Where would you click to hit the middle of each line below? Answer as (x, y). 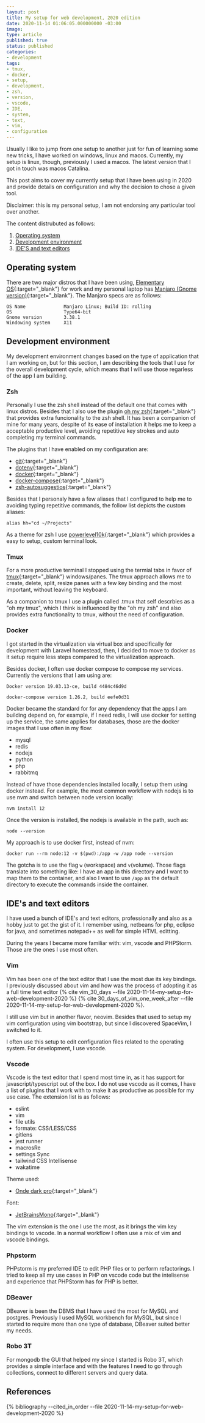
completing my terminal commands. (51, 437)
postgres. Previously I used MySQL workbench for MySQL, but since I (94, 1317)
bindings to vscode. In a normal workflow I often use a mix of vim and (94, 1233)
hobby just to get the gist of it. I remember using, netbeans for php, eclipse (100, 925)
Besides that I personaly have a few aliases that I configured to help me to (99, 499)
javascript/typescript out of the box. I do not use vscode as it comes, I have (101, 1083)
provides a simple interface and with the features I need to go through (94, 1366)
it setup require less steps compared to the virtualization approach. (91, 657)
